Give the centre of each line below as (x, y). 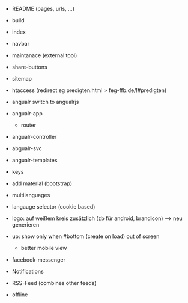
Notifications (28, 271)
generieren (26, 225)
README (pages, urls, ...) (43, 9)
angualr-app (27, 113)
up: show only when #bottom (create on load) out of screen (86, 236)
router (29, 125)
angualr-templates (35, 160)
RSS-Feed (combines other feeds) (54, 283)
